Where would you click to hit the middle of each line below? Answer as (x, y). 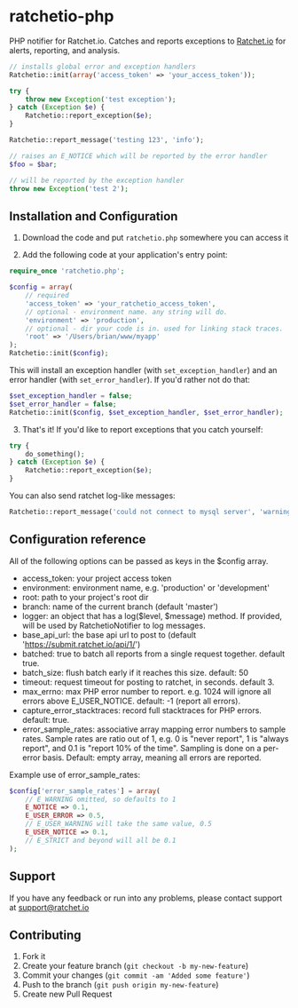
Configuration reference (78, 540)
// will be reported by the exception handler (97, 180)
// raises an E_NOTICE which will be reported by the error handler (138, 156)
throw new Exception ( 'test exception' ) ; (101, 99)
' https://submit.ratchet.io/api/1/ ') (81, 644)
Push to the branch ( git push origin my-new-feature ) (120, 985)
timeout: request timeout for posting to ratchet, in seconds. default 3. (148, 682)
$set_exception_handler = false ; (71, 396)
